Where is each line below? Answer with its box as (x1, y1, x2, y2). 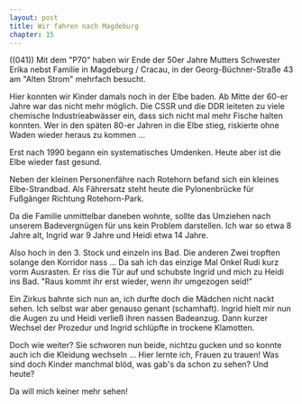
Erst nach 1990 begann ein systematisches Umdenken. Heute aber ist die (9, 147, 281, 158)
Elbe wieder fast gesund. (9, 157, 102, 168)
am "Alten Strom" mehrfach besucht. (9, 74, 146, 85)
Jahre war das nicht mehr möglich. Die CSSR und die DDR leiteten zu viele (9, 101, 286, 112)
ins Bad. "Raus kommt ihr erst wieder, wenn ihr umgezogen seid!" (9, 276, 253, 287)
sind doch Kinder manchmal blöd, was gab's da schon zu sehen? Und (9, 359, 269, 370)
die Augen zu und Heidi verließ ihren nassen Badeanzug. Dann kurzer (9, 313, 269, 324)
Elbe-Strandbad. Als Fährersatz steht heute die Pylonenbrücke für (9, 184, 254, 195)
